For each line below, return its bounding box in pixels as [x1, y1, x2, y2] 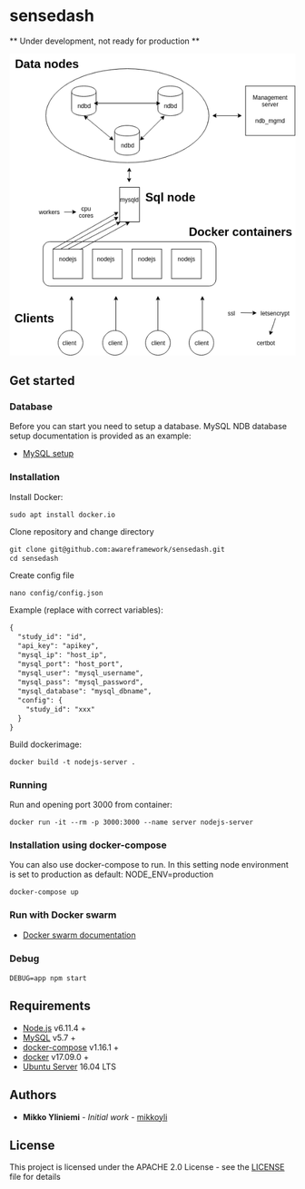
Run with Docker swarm [9, 909, 117, 921]
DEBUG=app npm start [9, 973, 88, 983]
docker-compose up [9, 888, 79, 897]
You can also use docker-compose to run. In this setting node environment [9, 860, 289, 870]
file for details [9, 1172, 61, 1183]
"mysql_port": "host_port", [17, 659, 124, 668]
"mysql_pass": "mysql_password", [17, 677, 144, 686]
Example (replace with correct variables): [9, 604, 163, 615]
